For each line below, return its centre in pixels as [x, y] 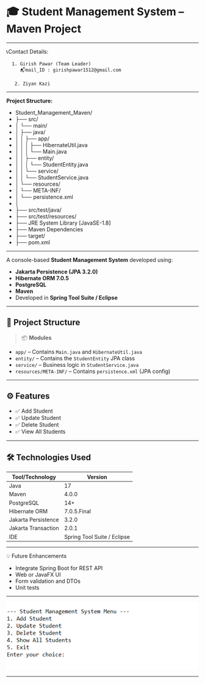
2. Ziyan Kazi [32, 84]
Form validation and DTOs [48, 581]
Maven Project [44, 29]
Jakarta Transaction [34, 528]
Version [97, 477]
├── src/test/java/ [38, 210]
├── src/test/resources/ [46, 216]
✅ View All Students [40, 432]
